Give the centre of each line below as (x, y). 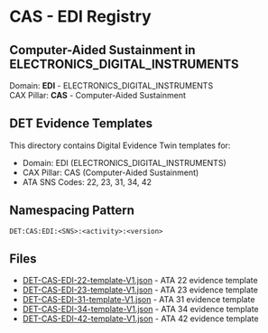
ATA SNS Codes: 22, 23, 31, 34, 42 (87, 181)
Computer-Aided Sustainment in (102, 50)
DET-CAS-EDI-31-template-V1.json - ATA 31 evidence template (139, 300)
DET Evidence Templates (81, 124)
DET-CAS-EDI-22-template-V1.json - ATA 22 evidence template (140, 281)
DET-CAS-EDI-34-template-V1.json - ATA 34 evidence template (140, 310)
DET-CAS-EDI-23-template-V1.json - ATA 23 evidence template (140, 290)
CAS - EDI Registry (80, 17)
